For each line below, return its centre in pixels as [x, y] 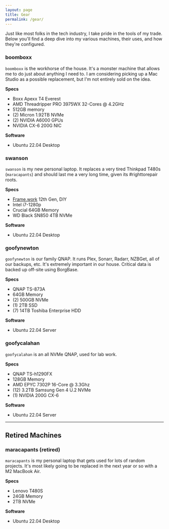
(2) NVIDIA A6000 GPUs [38, 120]
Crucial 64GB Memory [36, 210]
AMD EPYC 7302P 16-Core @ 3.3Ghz [51, 384]
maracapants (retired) [33, 449]
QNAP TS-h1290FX [32, 374]
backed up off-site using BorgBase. [42, 270]
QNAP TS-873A [29, 289]
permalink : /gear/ [24, 19]
